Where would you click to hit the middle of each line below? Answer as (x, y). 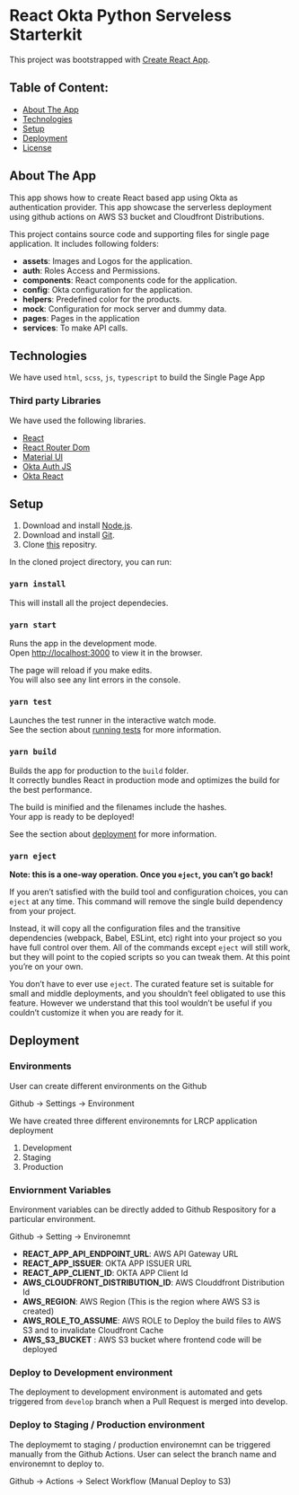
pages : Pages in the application (81, 318)
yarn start (33, 624)
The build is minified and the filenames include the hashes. (118, 807)
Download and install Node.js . (77, 525)
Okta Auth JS (47, 466)
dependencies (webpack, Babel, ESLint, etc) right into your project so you (146, 937)
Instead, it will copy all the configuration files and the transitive (125, 928)
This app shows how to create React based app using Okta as (123, 198)
